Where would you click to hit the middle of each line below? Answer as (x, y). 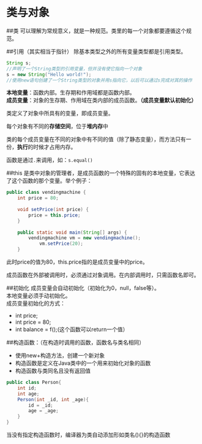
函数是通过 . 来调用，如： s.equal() (50, 160)
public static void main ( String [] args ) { (72, 232)
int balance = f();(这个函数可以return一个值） (72, 329)
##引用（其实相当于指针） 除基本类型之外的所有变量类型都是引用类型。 (96, 51)
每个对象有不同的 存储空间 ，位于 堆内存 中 (57, 126)
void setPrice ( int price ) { (53, 210)
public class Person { (34, 383)
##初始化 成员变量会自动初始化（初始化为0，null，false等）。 (83, 288)
